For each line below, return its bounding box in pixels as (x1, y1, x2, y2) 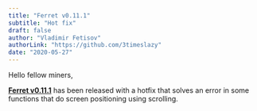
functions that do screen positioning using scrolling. (8, 94, 179, 103)
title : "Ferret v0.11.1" (8, 11, 91, 20)
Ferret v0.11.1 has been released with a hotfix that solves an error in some (8, 86, 250, 95)
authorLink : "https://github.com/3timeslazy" (8, 41, 162, 49)
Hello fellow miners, (8, 71, 73, 79)
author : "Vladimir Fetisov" (8, 33, 102, 42)
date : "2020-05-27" (8, 48, 73, 56)
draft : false (8, 26, 52, 34)
